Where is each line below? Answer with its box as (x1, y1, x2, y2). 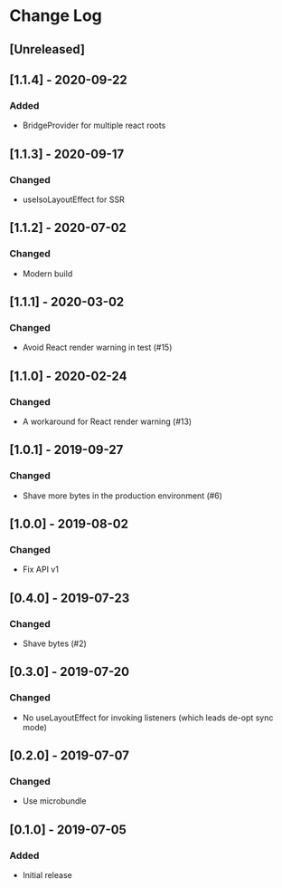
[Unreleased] (9, 42, 86, 57)
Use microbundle (22, 796, 88, 806)
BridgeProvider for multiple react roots (22, 120, 166, 131)
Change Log (9, 5, 102, 26)
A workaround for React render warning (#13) (22, 416, 193, 427)
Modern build (22, 268, 73, 279)
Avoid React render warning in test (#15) (22, 342, 173, 353)
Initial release (22, 870, 72, 881)
